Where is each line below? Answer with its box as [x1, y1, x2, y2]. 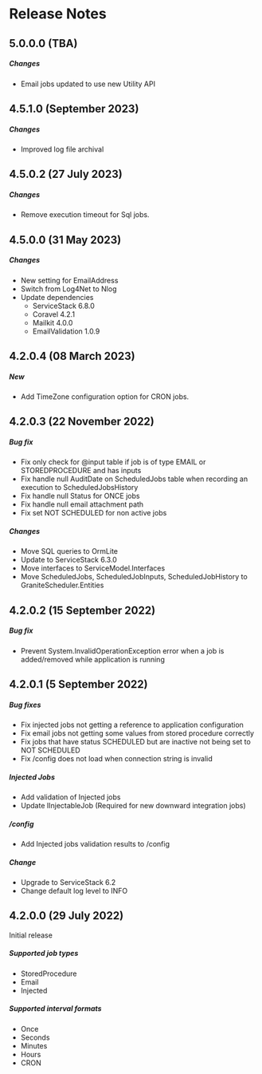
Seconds [20, 1033, 50, 1042]
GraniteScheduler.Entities [20, 580, 104, 590]
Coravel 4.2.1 [32, 309, 75, 319]
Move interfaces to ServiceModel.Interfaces [20, 563, 166, 573]
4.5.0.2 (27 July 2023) [9, 168, 123, 181]
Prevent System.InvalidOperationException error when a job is [20, 646, 225, 655]
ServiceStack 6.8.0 [32, 301, 95, 310]
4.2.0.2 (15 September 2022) [9, 603, 156, 617]
